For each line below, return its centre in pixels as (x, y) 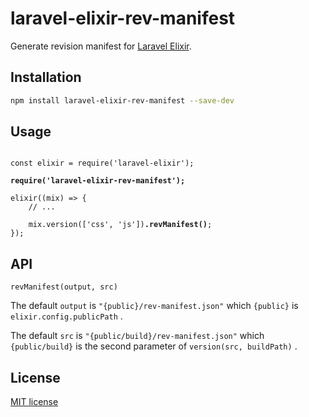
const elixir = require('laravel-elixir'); (102, 163)
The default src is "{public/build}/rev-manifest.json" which (137, 336)
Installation (46, 77)
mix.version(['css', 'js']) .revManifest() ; (120, 225)
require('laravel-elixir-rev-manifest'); (98, 181)
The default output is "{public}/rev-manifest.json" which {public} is (154, 306)
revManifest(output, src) (64, 287)
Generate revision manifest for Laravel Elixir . (101, 46)
